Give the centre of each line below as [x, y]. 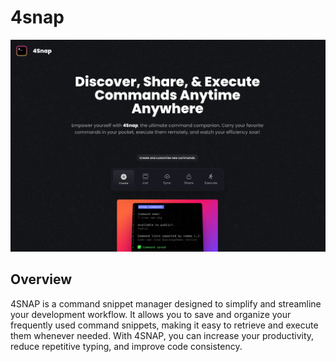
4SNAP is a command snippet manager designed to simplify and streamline [166, 303]
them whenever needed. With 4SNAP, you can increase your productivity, [162, 335]
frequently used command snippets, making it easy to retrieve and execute [164, 325]
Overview [41, 279]
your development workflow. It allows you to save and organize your [151, 314]
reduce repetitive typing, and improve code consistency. [126, 346]
